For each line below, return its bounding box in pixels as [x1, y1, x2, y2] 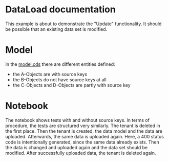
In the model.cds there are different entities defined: [5, 61, 115, 67]
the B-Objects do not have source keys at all [12, 76, 107, 83]
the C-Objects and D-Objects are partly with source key [12, 82, 131, 88]
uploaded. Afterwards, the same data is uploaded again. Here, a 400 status [5, 133, 164, 139]
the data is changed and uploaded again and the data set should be [5, 144, 148, 150]
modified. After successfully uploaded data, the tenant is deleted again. [5, 150, 156, 156]
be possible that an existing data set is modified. [5, 26, 108, 32]
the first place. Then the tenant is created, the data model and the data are [5, 128, 162, 134]
